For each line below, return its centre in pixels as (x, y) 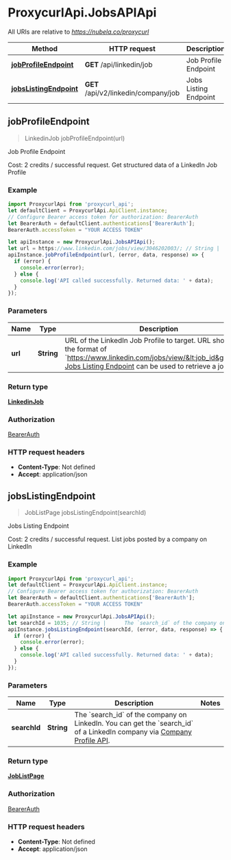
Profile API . (92, 740)
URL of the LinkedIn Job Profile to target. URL (138, 340)
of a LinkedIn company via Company (133, 732)
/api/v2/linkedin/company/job (132, 93)
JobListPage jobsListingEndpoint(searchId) (85, 513)
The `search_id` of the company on (131, 715)
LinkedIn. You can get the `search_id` (134, 723)
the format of (86, 349)
